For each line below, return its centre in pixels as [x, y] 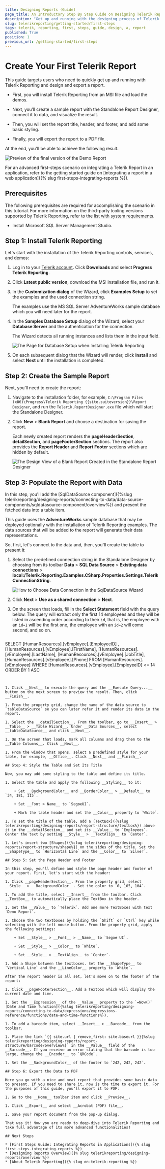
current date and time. [29, 994]
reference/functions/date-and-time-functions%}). [57, 1015]
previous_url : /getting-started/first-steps [51, 42]
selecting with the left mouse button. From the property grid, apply [79, 925]
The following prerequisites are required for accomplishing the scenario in [80, 205]
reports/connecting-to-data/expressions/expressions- [61, 1011]
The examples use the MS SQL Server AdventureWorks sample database [86, 306]
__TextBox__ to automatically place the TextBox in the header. [72, 899]
